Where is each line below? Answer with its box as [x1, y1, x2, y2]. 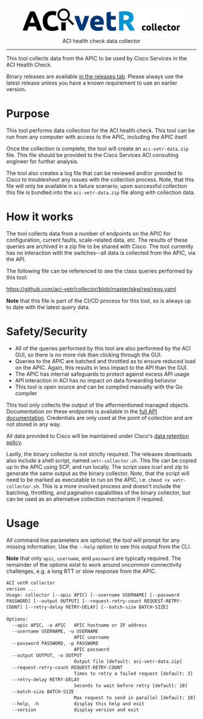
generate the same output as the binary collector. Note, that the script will [6, 469, 190, 477]
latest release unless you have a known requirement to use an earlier [6, 79, 178, 86]
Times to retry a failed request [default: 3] [73, 670, 193, 677]
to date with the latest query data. [6, 303, 91, 311]
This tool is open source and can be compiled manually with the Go [14, 383, 183, 390]
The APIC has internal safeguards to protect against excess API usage [14, 370, 190, 378]
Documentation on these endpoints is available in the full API [6, 407, 157, 415]
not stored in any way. [6, 421, 62, 428]
